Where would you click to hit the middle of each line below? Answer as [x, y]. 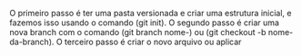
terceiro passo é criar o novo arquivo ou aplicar [153, 42]
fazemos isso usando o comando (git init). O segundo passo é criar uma [145, 23]
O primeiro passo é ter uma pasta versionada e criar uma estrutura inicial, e [151, 13]
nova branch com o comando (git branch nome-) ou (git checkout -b [138, 32]
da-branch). [32, 42]
